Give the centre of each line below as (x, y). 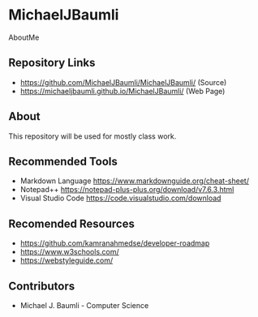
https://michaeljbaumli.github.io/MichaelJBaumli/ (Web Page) (123, 91)
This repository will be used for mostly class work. (92, 136)
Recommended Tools (63, 161)
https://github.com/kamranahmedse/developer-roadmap (115, 243)
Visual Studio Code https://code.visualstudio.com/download (120, 198)
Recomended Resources (72, 223)
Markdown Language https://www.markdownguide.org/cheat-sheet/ (135, 181)
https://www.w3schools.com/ (69, 252)
